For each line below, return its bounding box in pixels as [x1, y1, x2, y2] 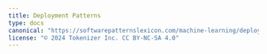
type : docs [8, 19, 44, 27]
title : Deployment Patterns [8, 11, 102, 20]
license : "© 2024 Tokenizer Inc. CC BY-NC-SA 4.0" [8, 33, 180, 42]
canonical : [8, 26, 44, 34]
